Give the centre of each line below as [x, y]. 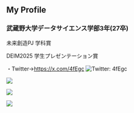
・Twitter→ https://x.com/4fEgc [45, 69]
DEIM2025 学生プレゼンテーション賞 [52, 56]
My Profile [26, 10]
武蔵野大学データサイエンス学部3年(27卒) [68, 29]
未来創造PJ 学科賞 [29, 43]
